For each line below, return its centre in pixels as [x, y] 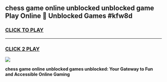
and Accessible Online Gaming [38, 74]
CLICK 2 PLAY [22, 49]
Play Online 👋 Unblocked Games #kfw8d [69, 16]
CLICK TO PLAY [24, 30]
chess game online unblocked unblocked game [80, 8]
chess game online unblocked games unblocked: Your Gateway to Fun [79, 69]
